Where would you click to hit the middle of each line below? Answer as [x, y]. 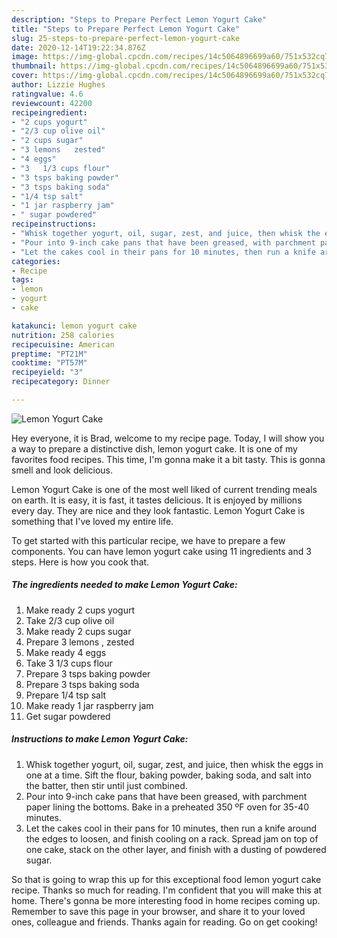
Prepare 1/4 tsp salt [66, 695]
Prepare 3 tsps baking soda [82, 684]
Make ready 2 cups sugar [78, 631]
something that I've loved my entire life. [92, 521]
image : [25, 57]
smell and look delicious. [62, 470]
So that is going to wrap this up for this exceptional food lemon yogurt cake [166, 879]
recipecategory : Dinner [61, 382]
